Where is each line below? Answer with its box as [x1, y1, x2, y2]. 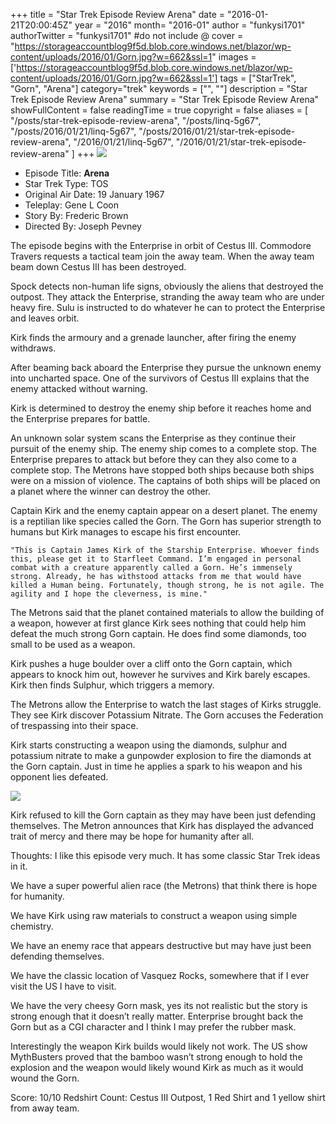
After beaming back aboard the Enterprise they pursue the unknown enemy [10, 362, 322, 373]
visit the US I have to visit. [10, 980, 117, 992]
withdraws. [10, 342, 57, 354]
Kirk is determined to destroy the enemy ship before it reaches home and [10, 402, 312, 414]
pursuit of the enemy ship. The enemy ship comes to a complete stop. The [10, 443, 317, 454]
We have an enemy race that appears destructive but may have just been [10, 940, 312, 951]
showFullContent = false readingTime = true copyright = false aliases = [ [10, 104, 309, 116]
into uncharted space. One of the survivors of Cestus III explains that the [10, 372, 310, 384]
